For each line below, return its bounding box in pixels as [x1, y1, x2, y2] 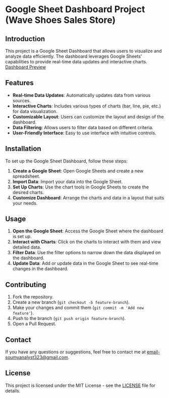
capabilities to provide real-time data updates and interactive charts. [5, 59, 147, 64]
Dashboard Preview [5, 64, 46, 70]
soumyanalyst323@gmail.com [5, 354, 68, 361]
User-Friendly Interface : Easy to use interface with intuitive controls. [12, 130, 156, 136]
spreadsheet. [12, 173, 40, 179]
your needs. [12, 200, 38, 206]
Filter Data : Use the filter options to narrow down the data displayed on [12, 250, 161, 256]
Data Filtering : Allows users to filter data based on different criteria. [12, 124, 154, 130]
